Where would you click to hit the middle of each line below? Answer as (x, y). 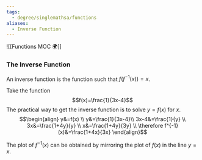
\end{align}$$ (130, 132)
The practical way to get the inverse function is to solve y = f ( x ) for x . (94, 110)
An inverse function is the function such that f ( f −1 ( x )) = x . (78, 78)
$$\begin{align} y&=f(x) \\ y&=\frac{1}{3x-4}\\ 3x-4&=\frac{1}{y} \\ (103, 119)
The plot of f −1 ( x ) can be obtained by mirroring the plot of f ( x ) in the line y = (102, 144)
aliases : (17, 23)
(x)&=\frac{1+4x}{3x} (84, 132)
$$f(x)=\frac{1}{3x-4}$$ (103, 100)
